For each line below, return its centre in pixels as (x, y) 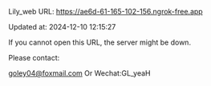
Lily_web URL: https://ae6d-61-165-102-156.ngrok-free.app (105, 12)
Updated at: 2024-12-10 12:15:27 (62, 27)
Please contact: (34, 58)
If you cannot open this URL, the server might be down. (99, 42)
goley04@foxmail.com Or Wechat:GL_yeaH (79, 73)
